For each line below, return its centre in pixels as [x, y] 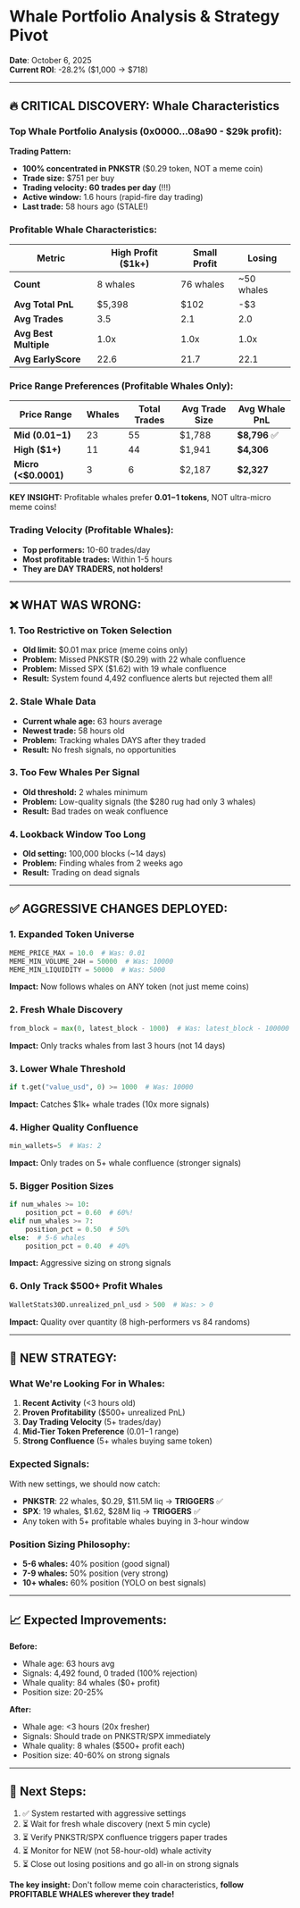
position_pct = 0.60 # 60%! [79, 1213]
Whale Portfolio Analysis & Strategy [145, 17]
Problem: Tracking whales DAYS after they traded [114, 740]
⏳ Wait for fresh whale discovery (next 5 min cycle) [117, 1823]
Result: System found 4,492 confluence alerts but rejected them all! [147, 678]
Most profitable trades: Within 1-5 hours [97, 559]
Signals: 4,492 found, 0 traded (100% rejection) [110, 1673]
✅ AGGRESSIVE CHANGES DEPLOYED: [118, 909]
